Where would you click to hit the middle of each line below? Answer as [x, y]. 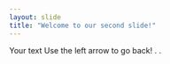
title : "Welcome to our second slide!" [83, 25]
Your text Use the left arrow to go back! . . [85, 50]
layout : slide [35, 17]
